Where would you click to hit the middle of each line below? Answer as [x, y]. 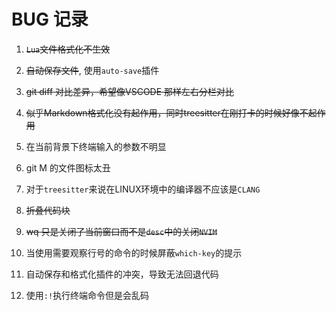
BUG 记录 [50, 19]
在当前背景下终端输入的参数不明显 [96, 146]
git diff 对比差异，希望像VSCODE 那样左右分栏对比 [130, 91]
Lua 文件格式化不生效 [68, 49]
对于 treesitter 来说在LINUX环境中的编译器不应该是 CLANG [143, 189]
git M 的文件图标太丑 [68, 167]
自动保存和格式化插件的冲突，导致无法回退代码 [122, 274]
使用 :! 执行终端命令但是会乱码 [87, 295]
